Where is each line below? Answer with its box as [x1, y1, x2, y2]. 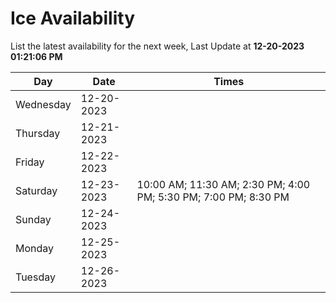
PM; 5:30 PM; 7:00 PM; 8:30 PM [136, 190, 290, 204]
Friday [15, 155, 45, 169]
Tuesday [15, 270, 56, 284]
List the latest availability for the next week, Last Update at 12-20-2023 [10, 40, 305, 52]
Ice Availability [10, 7, 135, 30]
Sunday [15, 212, 52, 226]
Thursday [15, 126, 61, 140]
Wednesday [15, 97, 72, 111]
